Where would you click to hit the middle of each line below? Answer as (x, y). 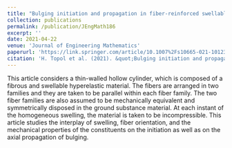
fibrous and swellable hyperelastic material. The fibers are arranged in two (113, 85)
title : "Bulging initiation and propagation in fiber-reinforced (103, 13)
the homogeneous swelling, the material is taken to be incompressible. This (114, 115)
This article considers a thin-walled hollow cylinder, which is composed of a (115, 78)
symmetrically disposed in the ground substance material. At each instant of (116, 107)
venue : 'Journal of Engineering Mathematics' (74, 46)
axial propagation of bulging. (48, 137)
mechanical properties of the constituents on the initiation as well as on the (114, 129)
